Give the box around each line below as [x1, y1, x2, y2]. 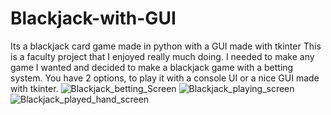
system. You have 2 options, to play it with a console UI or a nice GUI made [10, 72, 320, 84]
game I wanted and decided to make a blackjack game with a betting [10, 61, 294, 73]
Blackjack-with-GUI [10, 7, 177, 30]
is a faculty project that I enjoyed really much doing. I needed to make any [10, 50, 315, 62]
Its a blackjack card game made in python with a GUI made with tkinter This [10, 40, 322, 52]
